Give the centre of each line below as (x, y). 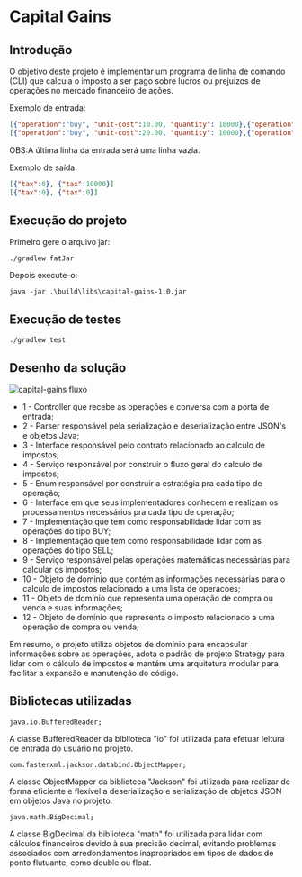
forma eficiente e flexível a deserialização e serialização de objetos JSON (146, 791)
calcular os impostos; (62, 569)
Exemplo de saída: (44, 167)
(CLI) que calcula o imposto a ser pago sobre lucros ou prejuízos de (135, 81)
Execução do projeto (68, 220)
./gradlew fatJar (42, 258)
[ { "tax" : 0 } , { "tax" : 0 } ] (54, 192)
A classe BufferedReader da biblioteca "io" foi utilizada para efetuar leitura (147, 738)
